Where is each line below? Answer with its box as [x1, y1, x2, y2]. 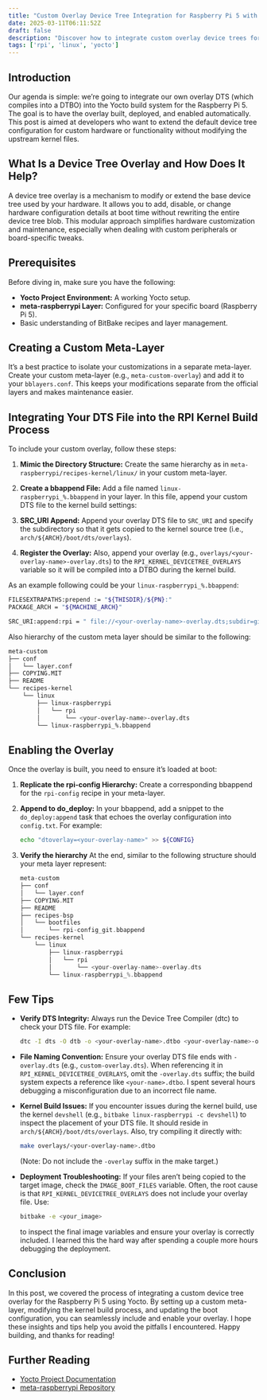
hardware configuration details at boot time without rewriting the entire [8, 208, 240, 217]
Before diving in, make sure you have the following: [8, 277, 176, 287]
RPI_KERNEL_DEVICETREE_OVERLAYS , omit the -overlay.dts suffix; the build [19, 1069, 255, 1078]
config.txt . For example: [19, 821, 103, 830]
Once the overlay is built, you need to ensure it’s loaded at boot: [8, 765, 217, 774]
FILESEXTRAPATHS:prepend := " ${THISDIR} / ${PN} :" [8, 596, 172, 604]
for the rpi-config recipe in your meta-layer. [19, 789, 165, 798]
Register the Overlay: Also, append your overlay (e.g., [19, 548, 199, 558]
